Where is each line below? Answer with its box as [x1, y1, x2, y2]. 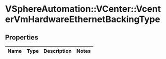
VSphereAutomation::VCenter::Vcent [5, 3, 161, 15]
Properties [5, 33, 39, 41]
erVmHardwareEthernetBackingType [5, 14, 161, 25]
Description [43, 48, 72, 54]
